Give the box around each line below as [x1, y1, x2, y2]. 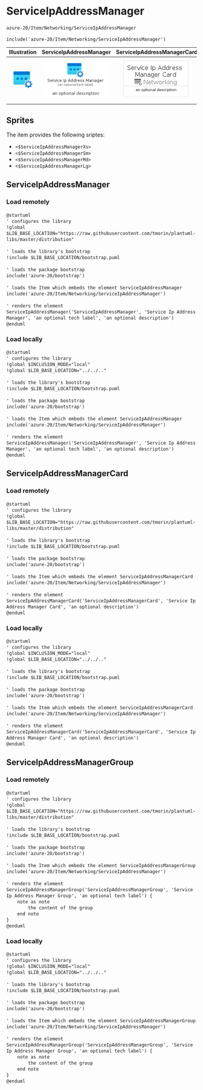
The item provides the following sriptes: [6, 131, 105, 138]
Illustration [8, 48, 37, 56]
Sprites [6, 115, 34, 125]
